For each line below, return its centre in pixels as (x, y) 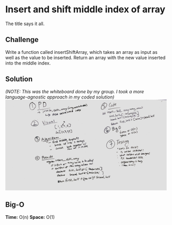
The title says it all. (25, 24)
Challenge (22, 40)
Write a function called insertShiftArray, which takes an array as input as (81, 52)
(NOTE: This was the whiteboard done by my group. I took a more (75, 91)
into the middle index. (28, 63)
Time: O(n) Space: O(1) (30, 217)
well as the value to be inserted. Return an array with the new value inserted (85, 57)
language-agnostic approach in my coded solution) (60, 97)
